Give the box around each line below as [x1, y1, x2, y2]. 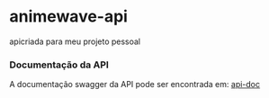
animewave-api [9, 6, 129, 27]
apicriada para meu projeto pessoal [9, 36, 141, 47]
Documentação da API [9, 58, 110, 71]
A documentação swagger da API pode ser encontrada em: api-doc [9, 79, 261, 90]
